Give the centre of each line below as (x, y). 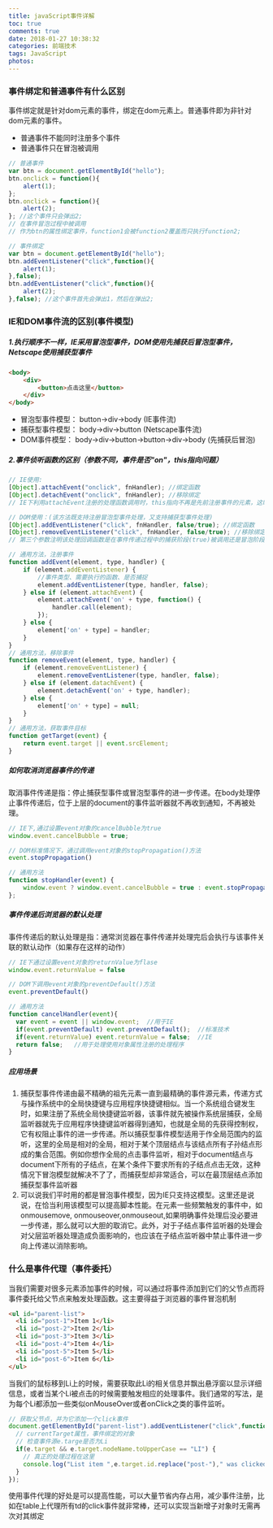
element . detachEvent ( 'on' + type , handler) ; (114, 690)
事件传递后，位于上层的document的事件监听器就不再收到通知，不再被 (132, 802)
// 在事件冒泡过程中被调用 (48, 224)
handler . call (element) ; (92, 608)
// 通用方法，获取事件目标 (48, 728)
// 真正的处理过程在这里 (59, 1456)
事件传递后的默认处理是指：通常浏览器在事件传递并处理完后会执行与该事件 (133, 936)
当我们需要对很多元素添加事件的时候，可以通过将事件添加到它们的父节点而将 (136, 1288)
